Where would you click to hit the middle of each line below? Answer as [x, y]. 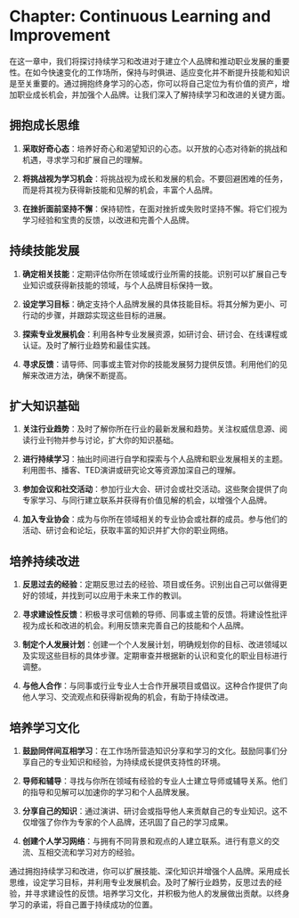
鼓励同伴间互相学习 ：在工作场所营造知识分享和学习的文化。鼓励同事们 [151, 751]
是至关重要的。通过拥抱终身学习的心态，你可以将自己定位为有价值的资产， [145, 83]
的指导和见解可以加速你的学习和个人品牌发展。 [108, 792]
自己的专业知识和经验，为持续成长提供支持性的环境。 [127, 762]
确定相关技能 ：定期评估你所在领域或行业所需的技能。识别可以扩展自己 [151, 274]
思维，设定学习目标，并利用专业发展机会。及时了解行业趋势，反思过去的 [141, 882]
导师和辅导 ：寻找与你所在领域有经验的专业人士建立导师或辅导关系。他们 [154, 781]
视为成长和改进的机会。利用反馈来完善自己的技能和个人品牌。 [135, 626]
